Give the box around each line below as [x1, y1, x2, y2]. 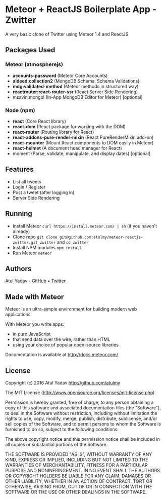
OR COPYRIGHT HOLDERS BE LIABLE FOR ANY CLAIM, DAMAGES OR [5, 473, 151, 479]
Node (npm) [5, 106, 35, 113]
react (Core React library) [12, 118, 67, 124]
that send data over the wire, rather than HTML [12, 336, 110, 342]
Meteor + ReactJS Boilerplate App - [5, 4, 157, 15]
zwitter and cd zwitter [39, 239, 89, 245]
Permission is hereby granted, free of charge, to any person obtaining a [5, 399, 154, 405]
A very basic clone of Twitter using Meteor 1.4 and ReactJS [5, 31, 129, 37]
